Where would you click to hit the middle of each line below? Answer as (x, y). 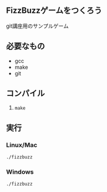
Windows (20, 172)
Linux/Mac (22, 145)
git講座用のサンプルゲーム (37, 26)
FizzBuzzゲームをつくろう (54, 11)
